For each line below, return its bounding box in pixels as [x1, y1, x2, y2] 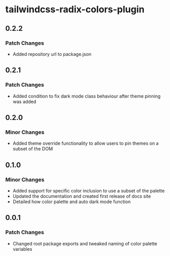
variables [12, 246, 32, 252]
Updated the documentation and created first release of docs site [12, 193, 151, 199]
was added [12, 99, 37, 105]
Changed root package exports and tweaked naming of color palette [12, 240, 158, 247]
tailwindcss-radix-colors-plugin [5, 4, 145, 15]
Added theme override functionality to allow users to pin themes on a [12, 140, 159, 147]
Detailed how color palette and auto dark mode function [12, 199, 131, 205]
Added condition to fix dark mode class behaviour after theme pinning [12, 93, 161, 99]
